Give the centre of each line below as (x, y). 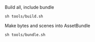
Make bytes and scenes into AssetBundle (47, 25)
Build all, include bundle (29, 7)
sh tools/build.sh (24, 16)
